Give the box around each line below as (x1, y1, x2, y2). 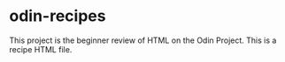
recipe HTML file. (9, 44, 73, 54)
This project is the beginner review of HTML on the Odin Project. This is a (9, 35, 277, 45)
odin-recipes (9, 6, 106, 26)
